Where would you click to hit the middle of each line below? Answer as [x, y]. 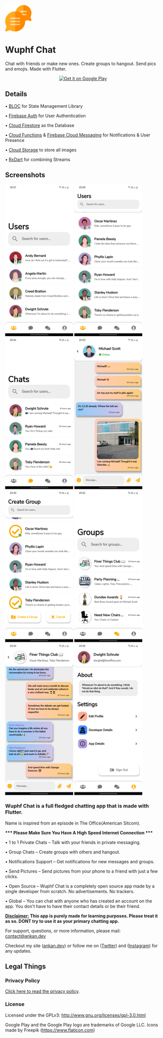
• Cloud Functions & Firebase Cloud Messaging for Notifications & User [78, 135]
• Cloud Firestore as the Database [40, 125]
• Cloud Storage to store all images [41, 150]
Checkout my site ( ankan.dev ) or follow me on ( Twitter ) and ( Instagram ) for [81, 946]
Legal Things [25, 967]
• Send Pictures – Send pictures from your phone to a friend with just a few [81, 871]
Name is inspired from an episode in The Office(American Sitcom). [73, 823]
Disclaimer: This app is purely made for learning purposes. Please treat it [81, 916]
